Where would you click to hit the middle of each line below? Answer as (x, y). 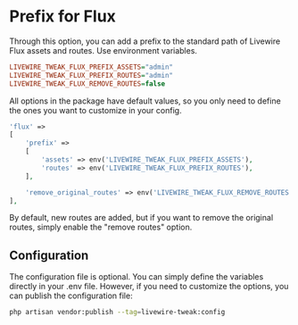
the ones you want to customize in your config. (95, 110)
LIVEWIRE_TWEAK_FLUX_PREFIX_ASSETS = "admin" (91, 67)
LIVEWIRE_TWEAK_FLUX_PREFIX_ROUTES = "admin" (91, 75)
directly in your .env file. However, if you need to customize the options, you (149, 287)
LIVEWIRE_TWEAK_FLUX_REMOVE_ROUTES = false (87, 83)
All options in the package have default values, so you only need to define (145, 101)
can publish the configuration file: (71, 296)
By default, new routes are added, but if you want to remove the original (141, 218)
